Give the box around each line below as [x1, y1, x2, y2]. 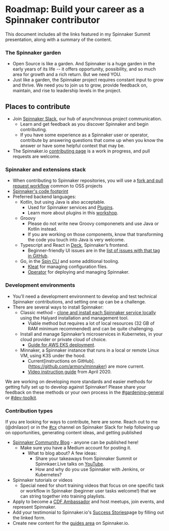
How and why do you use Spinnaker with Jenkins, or [35, 466, 145, 472]
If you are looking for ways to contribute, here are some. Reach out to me [5, 419, 158, 425]
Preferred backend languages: [12, 194, 76, 200]
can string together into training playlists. [20, 493, 106, 499]
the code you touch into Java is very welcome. [27, 237, 125, 243]
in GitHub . [27, 253, 49, 259]
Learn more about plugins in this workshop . [27, 210, 119, 216]
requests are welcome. [12, 154, 61, 160]
